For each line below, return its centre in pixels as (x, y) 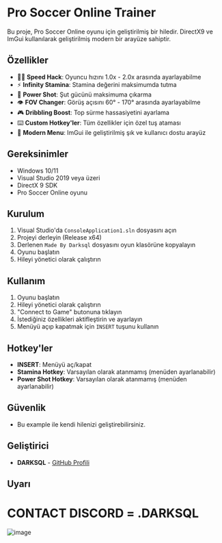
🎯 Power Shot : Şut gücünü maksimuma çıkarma (84, 94)
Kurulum (26, 214)
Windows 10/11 (38, 171)
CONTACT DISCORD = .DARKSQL (103, 513)
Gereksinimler (38, 154)
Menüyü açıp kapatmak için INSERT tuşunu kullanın (88, 327)
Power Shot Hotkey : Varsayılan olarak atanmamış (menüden (102, 379)
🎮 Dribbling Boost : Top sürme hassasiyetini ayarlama (93, 112)
